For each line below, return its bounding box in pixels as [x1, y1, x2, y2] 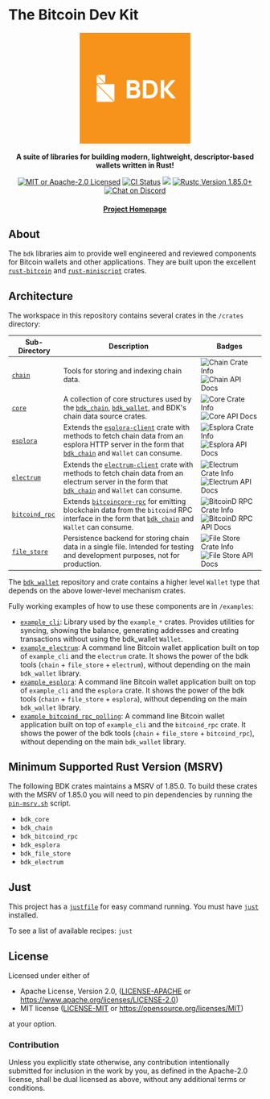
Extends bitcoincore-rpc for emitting [63, 496, 186, 506]
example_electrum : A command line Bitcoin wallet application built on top [19, 643, 260, 652]
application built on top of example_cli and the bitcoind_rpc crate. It [19, 719, 247, 729]
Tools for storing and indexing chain [63, 365, 182, 376]
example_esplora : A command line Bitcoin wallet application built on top [19, 676, 256, 686]
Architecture [8, 289, 74, 303]
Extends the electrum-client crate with [63, 460, 194, 469]
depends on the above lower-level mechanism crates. [8, 585, 186, 595]
